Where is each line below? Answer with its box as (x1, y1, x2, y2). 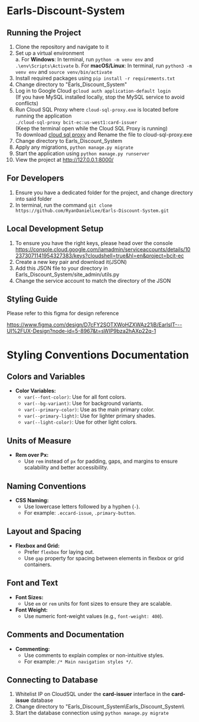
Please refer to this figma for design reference (6, 310, 119, 317)
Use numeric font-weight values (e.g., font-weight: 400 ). (24, 612, 164, 619)
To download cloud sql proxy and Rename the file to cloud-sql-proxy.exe (15, 131, 193, 138)
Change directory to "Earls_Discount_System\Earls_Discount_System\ (15, 703, 185, 710)
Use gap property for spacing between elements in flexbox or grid (24, 554, 184, 561)
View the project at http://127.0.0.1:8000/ (15, 156, 114, 163)
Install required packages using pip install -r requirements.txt (15, 75, 175, 81)
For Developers (6, 173, 64, 184)
